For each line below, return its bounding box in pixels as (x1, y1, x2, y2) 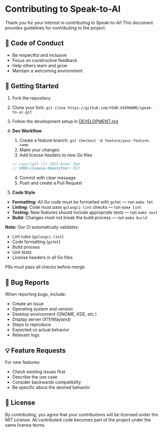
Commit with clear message (19, 175, 76, 181)
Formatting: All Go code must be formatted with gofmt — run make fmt (12, 199, 154, 205)
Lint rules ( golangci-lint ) (12, 234, 64, 240)
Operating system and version (12, 306, 73, 312)
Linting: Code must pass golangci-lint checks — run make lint (12, 204, 142, 210)
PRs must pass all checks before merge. (5, 264, 86, 270)
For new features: (5, 359, 41, 365)
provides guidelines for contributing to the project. (5, 25, 106, 30)
